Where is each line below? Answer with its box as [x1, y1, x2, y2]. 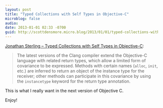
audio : [5, 20, 18, 26]
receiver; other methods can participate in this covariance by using [16, 73, 151, 79]
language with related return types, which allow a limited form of [16, 58, 146, 63]
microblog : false [5, 16, 40, 21]
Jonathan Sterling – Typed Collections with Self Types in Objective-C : [5, 43, 145, 49]
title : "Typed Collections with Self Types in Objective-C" [5, 12, 130, 17]
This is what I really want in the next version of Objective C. [5, 88, 124, 93]
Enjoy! [5, 97, 18, 103]
